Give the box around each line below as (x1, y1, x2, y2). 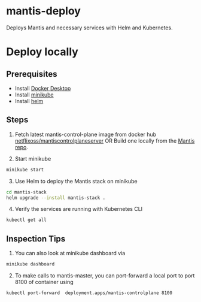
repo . (14, 143, 29, 150)
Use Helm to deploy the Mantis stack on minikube (14, 177, 138, 185)
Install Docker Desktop (14, 84, 71, 92)
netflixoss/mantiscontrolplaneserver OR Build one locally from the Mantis (14, 137, 195, 144)
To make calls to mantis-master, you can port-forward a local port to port (14, 271, 195, 279)
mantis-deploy (6, 4, 81, 18)
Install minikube (14, 91, 54, 98)
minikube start (6, 167, 44, 173)
